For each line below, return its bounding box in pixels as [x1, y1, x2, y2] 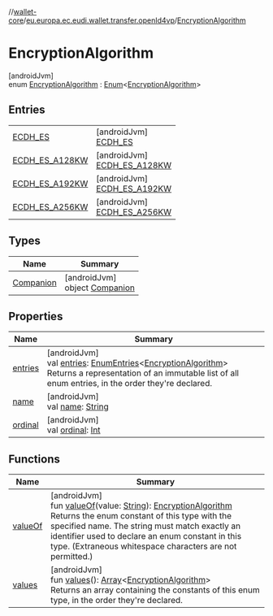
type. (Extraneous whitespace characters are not [50, 540, 237, 552]
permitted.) [50, 551, 93, 562]
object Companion [64, 282, 136, 293]
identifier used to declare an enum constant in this [50, 531, 242, 542]
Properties [8, 309, 63, 323]
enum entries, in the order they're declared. [46, 378, 213, 389]
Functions [8, 452, 61, 466]
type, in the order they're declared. [50, 595, 183, 606]
